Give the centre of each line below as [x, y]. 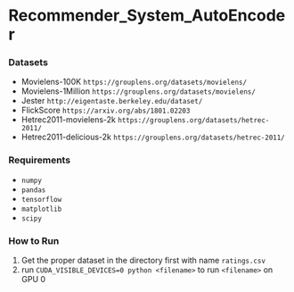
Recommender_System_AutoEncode [147, 16]
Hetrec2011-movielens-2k [69, 120]
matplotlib [41, 209]
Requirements [40, 160]
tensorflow [41, 199]
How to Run [34, 240]
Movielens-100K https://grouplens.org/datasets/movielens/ [134, 82]
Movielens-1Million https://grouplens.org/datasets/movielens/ [138, 91]
